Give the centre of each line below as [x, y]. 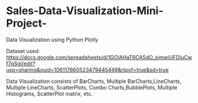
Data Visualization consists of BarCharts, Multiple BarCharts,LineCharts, [94, 81]
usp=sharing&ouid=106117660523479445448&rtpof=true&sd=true [87, 69]
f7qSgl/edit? [21, 64]
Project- [27, 23]
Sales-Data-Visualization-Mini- [85, 11]
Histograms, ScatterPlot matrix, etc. [50, 94]
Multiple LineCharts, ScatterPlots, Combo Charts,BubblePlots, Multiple [92, 87]
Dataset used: [23, 51]
